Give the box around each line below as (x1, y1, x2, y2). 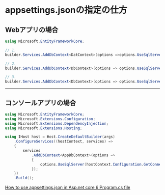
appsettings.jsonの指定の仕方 (5, 4, 128, 16)
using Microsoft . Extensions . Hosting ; (5, 126, 82, 131)
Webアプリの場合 (5, 26, 58, 34)
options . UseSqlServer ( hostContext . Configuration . (40, 162, 144, 167)
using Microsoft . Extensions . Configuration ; (5, 116, 96, 121)
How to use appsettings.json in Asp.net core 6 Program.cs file (5, 185, 131, 191)
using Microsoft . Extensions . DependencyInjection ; (5, 121, 109, 126)
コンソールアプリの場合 (5, 99, 76, 107)
